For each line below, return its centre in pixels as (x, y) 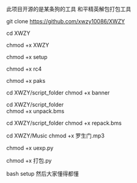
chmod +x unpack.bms (35, 111)
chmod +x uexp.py (30, 148)
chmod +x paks (26, 81)
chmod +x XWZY (28, 45)
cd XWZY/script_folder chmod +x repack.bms (64, 123)
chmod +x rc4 (24, 69)
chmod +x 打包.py (29, 161)
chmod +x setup (27, 57)
